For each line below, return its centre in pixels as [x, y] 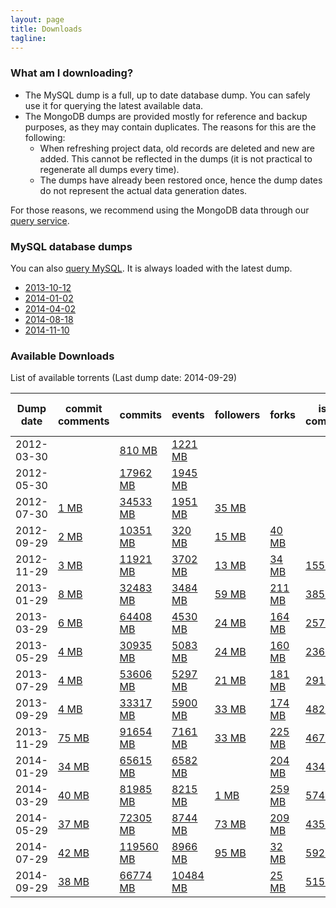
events [188, 415]
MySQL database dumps [71, 246]
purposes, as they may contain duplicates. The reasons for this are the [170, 127]
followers [237, 415]
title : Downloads [46, 29]
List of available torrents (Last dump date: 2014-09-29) [124, 378]
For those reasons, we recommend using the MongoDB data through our [160, 210]
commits [140, 415]
